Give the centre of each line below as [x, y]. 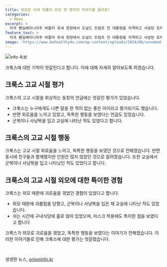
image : [12, 42]
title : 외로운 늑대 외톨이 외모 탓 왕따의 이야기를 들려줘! [58, 10]
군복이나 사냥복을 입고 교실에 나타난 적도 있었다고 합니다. [67, 120]
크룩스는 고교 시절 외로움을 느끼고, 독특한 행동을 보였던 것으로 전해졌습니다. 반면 [83, 151]
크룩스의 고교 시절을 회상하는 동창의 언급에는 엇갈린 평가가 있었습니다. [73, 97]
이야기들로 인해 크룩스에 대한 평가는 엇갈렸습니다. [62, 239]
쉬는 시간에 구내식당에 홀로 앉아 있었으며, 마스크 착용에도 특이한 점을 [79, 216]
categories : [17, 14]
